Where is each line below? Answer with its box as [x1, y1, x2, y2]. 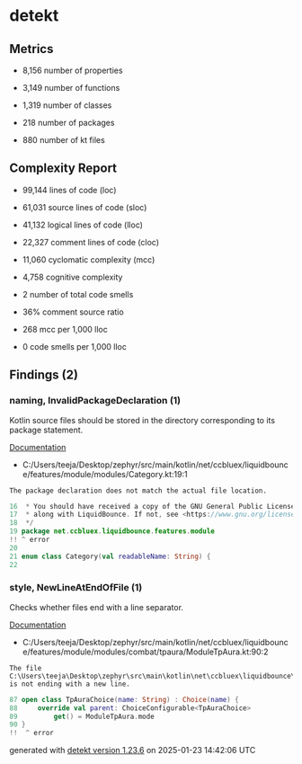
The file [9, 663, 42, 672]
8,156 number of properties [22, 65, 123, 76]
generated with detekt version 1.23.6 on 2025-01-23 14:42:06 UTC [9, 745, 256, 756]
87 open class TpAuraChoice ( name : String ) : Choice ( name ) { [9, 695, 240, 704]
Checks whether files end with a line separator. [9, 601, 184, 612]
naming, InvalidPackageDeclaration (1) [9, 395, 182, 407]
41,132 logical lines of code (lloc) [22, 219, 144, 230]
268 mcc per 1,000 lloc [22, 324, 108, 334]
